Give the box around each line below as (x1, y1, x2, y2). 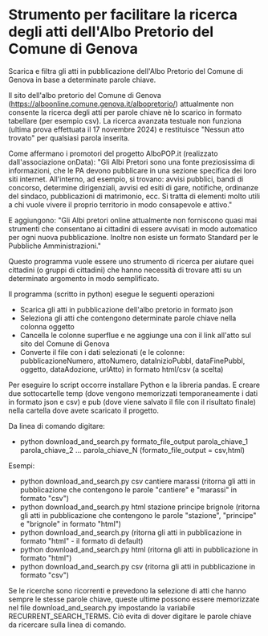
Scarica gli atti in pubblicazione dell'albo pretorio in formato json (19, 304, 233, 314)
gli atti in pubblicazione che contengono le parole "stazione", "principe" (19, 510, 257, 520)
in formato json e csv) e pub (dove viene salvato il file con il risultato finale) (8, 397, 257, 406)
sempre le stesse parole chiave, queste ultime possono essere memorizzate (8, 594, 260, 604)
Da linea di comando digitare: (8, 421, 106, 430)
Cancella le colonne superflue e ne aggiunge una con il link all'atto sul (19, 330, 251, 340)
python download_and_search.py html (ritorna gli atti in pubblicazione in (19, 544, 258, 554)
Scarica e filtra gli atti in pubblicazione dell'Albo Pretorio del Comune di (8, 66, 243, 75)
